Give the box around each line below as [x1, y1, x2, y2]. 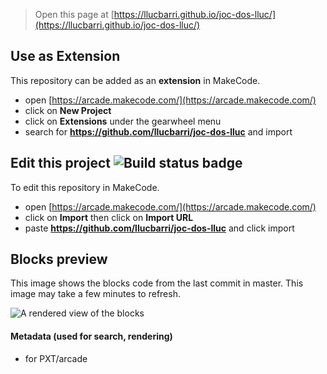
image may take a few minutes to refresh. [10, 288, 181, 300]
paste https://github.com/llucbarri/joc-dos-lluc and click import [24, 222, 295, 234]
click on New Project [24, 104, 112, 116]
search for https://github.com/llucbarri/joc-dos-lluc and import [24, 125, 293, 138]
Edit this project [10, 155, 111, 172]
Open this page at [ [34, 9, 115, 20]
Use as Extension [10, 48, 121, 65]
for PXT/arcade [24, 352, 88, 364]
